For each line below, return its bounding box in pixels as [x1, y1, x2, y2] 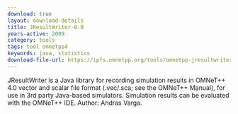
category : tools [7, 37, 55, 44]
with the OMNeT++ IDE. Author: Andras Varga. [7, 98, 143, 107]
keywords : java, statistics [7, 50, 91, 57]
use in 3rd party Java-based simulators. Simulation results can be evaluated [7, 91, 229, 99]
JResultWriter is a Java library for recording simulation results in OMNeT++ [7, 76, 226, 84]
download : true [7, 10, 52, 18]
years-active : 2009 [7, 30, 65, 38]
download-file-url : [7, 57, 65, 64]
